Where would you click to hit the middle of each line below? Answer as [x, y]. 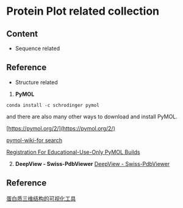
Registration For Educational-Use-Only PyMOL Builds [73, 152]
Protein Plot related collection [83, 11]
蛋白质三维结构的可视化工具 [41, 198]
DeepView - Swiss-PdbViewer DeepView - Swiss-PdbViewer [92, 163]
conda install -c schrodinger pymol [53, 105]
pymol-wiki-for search [34, 140]
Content [22, 34]
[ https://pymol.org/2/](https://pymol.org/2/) [61, 128]
